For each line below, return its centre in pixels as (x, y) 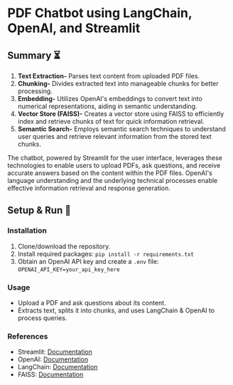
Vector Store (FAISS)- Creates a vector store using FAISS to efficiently (121, 114)
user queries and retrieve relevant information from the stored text (114, 136)
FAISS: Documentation (50, 374)
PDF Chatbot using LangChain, (100, 13)
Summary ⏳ (34, 55)
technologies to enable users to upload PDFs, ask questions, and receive (114, 165)
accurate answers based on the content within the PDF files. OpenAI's (110, 173)
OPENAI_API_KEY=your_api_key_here (69, 269)
